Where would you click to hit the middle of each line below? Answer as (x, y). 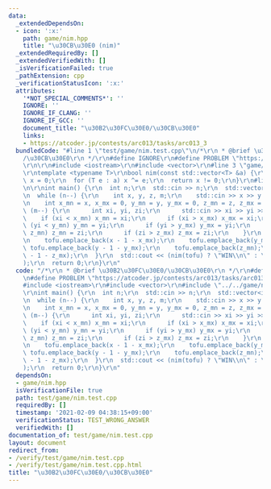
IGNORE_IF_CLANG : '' (57, 114)
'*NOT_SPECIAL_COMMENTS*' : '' (74, 98)
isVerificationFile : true (59, 390)
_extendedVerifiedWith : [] (61, 61)
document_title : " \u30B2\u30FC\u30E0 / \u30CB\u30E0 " (111, 128)
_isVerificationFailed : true (65, 68)
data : (17, 16)
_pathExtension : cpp (50, 76)
